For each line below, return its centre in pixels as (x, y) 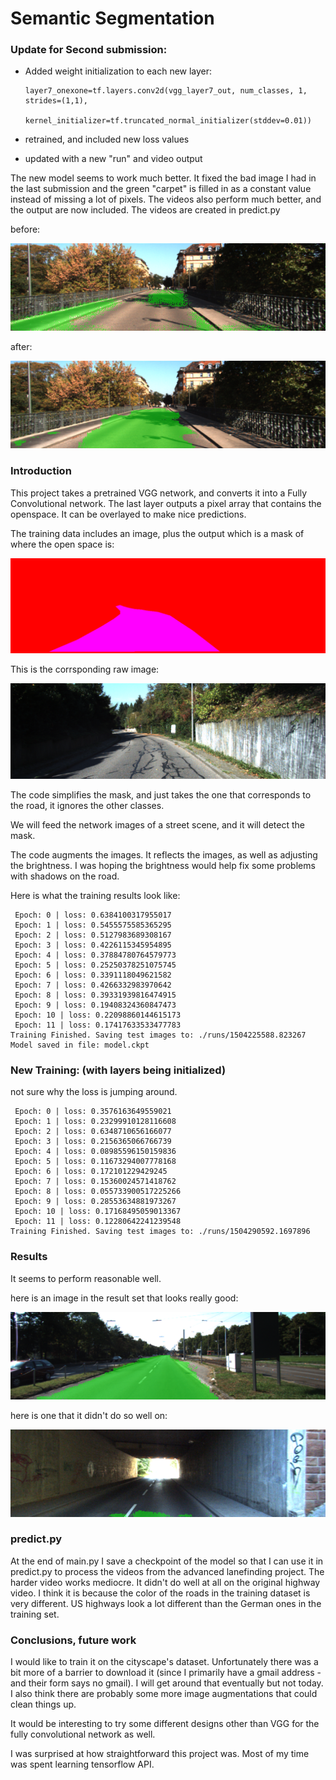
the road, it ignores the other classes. (87, 805)
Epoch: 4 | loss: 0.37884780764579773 (95, 955)
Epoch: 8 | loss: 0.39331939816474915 (95, 995)
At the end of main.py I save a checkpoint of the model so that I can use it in (167, 1561)
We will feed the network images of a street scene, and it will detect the (157, 824)
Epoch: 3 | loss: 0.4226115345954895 (93, 945)
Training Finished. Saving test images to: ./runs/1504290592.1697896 (160, 1232)
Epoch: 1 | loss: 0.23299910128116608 (95, 1122)
